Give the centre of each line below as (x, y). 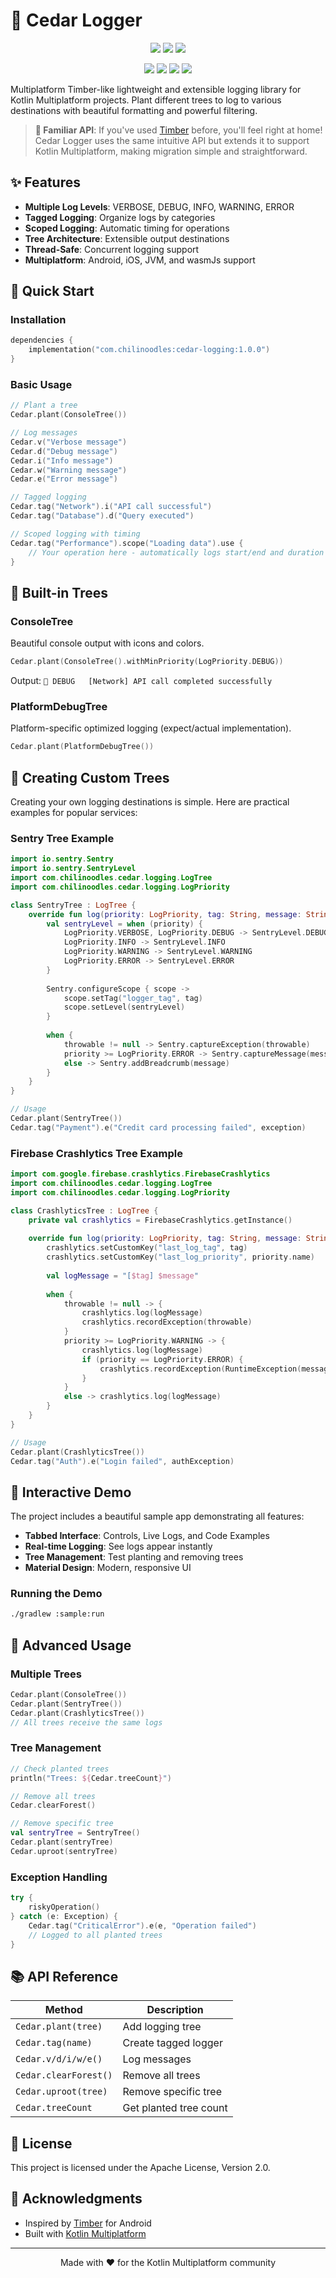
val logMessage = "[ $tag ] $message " (122, 1275)
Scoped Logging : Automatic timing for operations (127, 228)
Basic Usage (41, 384)
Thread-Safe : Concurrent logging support (112, 249)
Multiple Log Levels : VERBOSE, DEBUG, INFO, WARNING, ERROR (159, 206)
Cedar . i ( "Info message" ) (62, 460)
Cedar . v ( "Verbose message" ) (69, 442)
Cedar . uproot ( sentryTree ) (64, 1851)
